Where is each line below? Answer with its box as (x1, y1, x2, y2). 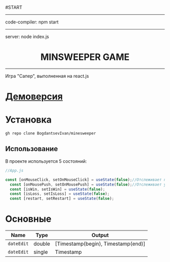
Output (91, 231, 109, 239)
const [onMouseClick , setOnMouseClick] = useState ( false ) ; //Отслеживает (5, 177, 162, 182)
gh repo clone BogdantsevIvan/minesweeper (5, 131, 96, 136)
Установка (5, 114, 52, 126)
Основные (5, 213, 52, 225)
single (33, 249, 48, 256)
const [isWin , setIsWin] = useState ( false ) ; (10, 187, 105, 192)
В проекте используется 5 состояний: (5, 158, 87, 164)
